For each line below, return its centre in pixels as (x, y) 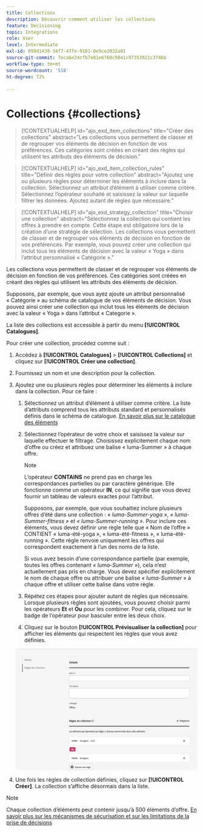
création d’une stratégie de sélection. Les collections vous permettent (108, 232)
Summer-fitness (44, 521)
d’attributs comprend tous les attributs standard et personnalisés (105, 410)
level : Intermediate (32, 45)
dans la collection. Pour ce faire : (56, 391)
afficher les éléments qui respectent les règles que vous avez (101, 634)
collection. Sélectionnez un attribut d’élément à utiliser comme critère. (108, 188)
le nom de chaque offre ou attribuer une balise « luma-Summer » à (108, 578)
